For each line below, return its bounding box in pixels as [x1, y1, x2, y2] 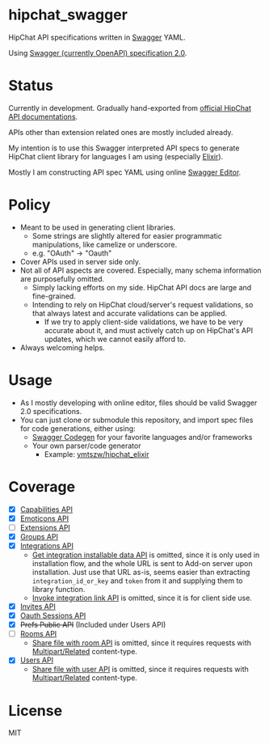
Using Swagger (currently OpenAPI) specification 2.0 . [8, 48, 187, 57]
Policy [8, 196, 51, 214]
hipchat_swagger [8, 6, 128, 24]
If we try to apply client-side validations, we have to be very [44, 317, 244, 327]
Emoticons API [19, 514, 69, 523]
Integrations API [19, 540, 74, 551]
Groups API [19, 531, 59, 541]
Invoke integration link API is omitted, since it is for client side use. [32, 593, 253, 602]
